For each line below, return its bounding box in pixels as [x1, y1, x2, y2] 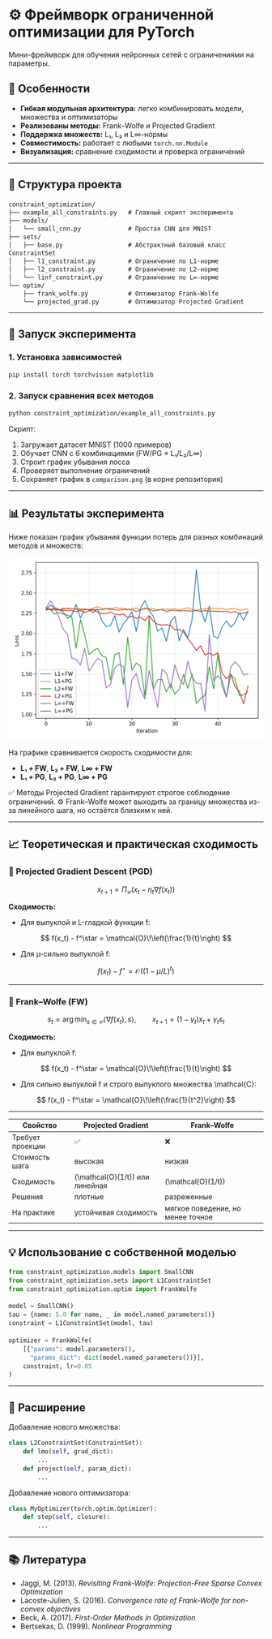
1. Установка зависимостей [8, 351, 122, 363]
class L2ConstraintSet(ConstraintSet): [8, 1439, 143, 1448]
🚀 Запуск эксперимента [8, 327, 137, 341]
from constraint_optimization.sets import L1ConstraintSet [8, 1276, 212, 1284]
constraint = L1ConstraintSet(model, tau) [8, 1319, 154, 1327]
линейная [74, 1181, 108, 1190]
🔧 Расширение [8, 1400, 87, 1414]
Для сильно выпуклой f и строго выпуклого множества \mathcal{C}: [19, 1079, 257, 1089]
